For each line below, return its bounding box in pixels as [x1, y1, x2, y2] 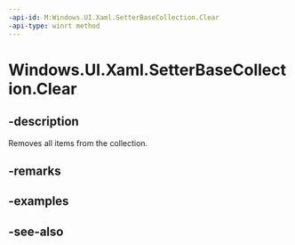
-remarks [8, 163, 61, 178]
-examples [8, 193, 69, 209]
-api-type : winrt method [8, 21, 100, 30]
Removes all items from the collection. [8, 137, 148, 148]
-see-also [8, 224, 64, 239]
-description [8, 114, 79, 129]
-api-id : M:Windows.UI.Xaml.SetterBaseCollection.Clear [8, 12, 219, 22]
